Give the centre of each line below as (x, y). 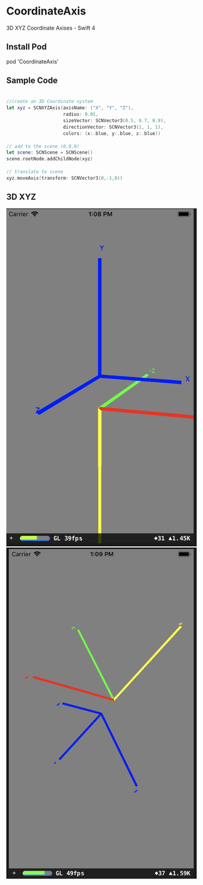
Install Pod (27, 47)
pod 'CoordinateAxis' (33, 61)
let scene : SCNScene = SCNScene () (50, 152)
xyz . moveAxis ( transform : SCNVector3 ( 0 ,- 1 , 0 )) (64, 178)
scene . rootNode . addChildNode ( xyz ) (50, 159)
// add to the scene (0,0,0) (43, 146)
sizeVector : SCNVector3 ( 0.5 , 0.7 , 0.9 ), (114, 121)
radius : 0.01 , (81, 114)
